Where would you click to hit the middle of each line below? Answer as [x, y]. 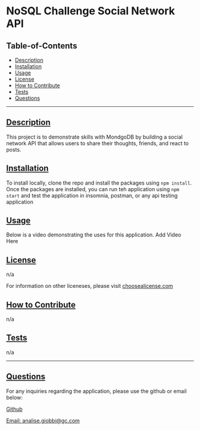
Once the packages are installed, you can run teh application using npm [93, 189]
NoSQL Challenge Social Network [91, 11]
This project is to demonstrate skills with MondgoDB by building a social [94, 137]
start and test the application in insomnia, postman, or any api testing [92, 195]
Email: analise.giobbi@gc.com [43, 420]
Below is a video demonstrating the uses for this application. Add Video [94, 235]
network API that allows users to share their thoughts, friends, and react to [98, 143]
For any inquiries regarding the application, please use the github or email [96, 391]
